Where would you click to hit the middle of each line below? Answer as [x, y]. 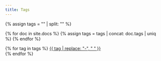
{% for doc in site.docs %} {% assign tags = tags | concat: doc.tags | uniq [80, 33]
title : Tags [17, 10]
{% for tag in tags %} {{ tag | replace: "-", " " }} [53, 48]
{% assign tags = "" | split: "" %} [38, 24]
